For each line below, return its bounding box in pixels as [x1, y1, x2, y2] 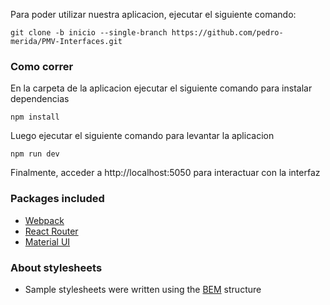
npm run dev [10, 149, 60, 159]
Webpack [24, 214, 65, 226]
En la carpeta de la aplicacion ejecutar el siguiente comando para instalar [10, 82, 313, 94]
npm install [10, 112, 60, 123]
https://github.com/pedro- [171, 28, 284, 38]
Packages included [10, 192, 105, 206]
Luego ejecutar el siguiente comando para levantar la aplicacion [10, 130, 275, 142]
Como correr [10, 59, 74, 73]
